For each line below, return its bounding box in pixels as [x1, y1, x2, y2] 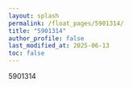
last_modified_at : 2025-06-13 [8, 42, 110, 50]
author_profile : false [8, 34, 85, 43]
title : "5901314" [8, 27, 67, 35]
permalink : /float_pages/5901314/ [8, 19, 125, 27]
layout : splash [8, 11, 60, 20]
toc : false [8, 49, 45, 57]
